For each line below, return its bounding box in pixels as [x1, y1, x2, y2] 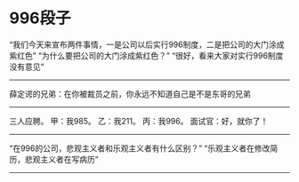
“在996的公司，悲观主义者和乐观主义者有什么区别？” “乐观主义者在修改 [9, 143, 271, 154]
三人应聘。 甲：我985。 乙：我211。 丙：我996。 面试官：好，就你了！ [9, 115, 269, 126]
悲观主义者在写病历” [24, 154, 100, 164]
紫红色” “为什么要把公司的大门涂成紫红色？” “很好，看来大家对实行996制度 [9, 50, 284, 60]
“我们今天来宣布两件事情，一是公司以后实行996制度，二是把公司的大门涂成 [9, 39, 285, 50]
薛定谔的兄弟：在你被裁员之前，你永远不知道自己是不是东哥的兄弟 [9, 88, 251, 99]
